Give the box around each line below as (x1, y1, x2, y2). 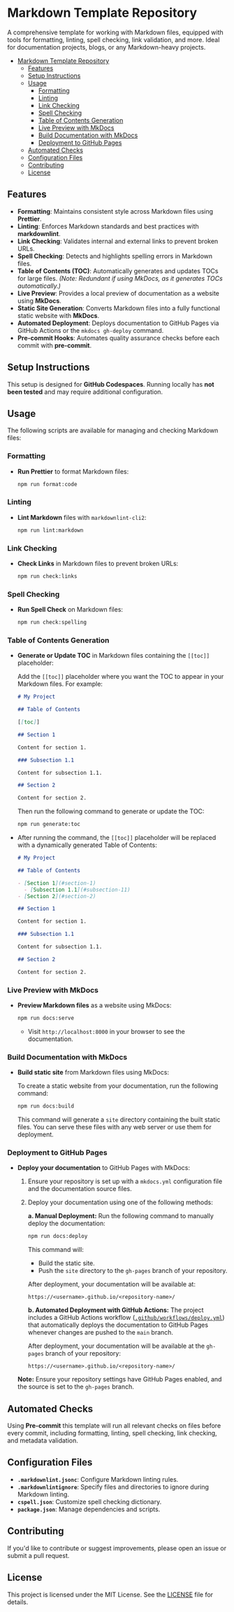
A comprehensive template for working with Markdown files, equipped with (7, 28, 224, 36)
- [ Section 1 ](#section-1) (17, 879, 96, 887)
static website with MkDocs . (17, 311, 100, 319)
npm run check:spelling (17, 619, 87, 626)
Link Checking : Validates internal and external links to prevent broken (17, 237, 219, 245)
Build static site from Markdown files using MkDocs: (17, 1068, 170, 1077)
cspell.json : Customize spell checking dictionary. (17, 1497, 162, 1506)
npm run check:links (17, 573, 78, 580)
